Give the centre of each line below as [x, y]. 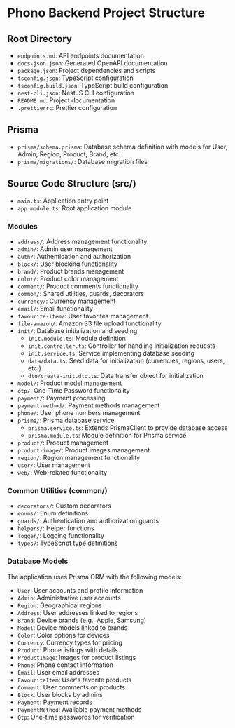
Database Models [38, 561]
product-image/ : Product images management [84, 450]
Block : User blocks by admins [60, 694]
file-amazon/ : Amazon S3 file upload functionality [90, 323]
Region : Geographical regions [60, 605]
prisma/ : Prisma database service [66, 420]
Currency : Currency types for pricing [70, 642]
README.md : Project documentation [66, 100]
